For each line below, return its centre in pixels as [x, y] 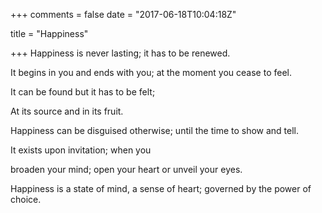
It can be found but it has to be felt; [83, 92]
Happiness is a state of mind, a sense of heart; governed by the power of [161, 188]
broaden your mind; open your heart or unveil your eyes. [126, 169]
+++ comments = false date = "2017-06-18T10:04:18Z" [123, 14]
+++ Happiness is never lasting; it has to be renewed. [120, 53]
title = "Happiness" [49, 33]
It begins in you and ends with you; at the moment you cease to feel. [151, 72]
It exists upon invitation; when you [81, 150]
